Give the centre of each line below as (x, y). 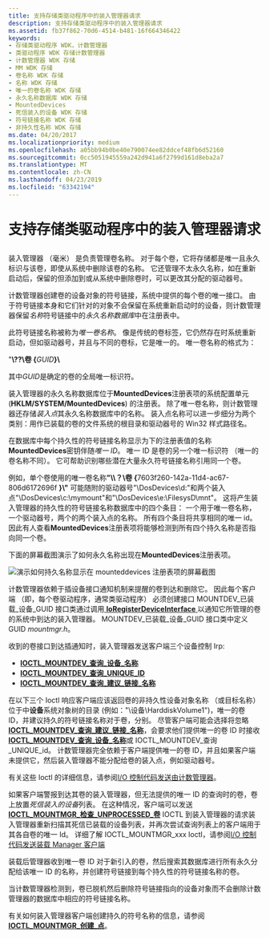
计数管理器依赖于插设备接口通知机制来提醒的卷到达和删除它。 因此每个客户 (132, 589)
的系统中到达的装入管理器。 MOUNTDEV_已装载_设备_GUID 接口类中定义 (128, 619)
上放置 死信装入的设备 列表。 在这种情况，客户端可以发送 (101, 805)
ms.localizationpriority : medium (64, 142)
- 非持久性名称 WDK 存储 (45, 127)
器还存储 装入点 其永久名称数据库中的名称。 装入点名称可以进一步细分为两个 (132, 414)
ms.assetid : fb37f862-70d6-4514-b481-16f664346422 (95, 30)
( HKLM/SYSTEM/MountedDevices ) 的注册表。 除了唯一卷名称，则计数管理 (133, 404)
